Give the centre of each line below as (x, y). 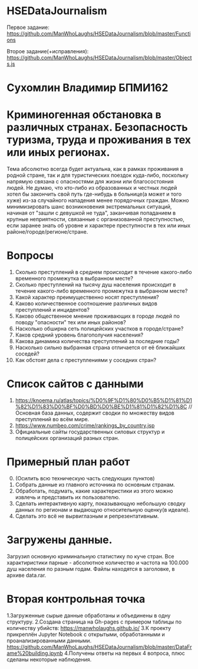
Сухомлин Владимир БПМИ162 (88, 88)
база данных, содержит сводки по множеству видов (108, 413)
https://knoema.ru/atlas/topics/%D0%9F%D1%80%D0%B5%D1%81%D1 (103, 400)
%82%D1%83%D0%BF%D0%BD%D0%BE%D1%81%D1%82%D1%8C (101, 406)
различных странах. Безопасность (97, 127)
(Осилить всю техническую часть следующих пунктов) (85, 478)
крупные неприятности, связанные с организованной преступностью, (95, 219)
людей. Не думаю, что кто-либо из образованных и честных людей (92, 188)
